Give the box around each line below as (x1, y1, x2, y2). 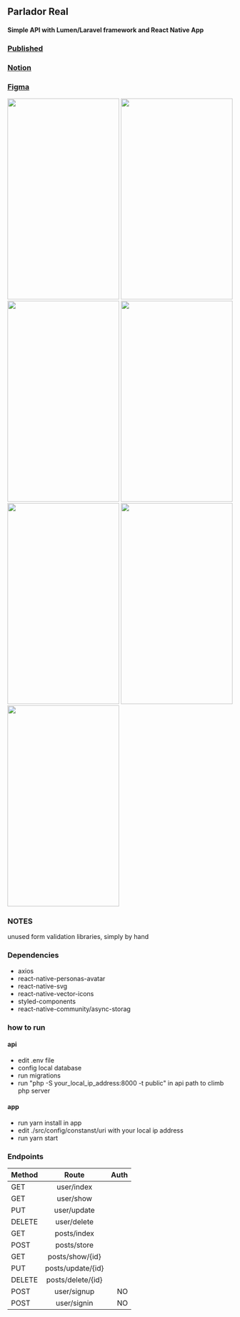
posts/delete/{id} (46, 1275, 103, 1285)
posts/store (55, 1240, 94, 1250)
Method (11, 1170, 39, 1180)
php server (17, 1086, 51, 1095)
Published (7, 43, 44, 53)
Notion (7, 62, 32, 72)
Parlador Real (7, 6, 69, 18)
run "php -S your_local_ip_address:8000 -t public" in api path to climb (17, 1078, 224, 1087)
